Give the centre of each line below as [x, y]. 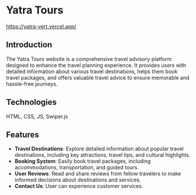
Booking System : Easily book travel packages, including [82, 161]
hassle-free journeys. [32, 84]
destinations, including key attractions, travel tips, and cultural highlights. [102, 155]
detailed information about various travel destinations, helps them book [92, 71]
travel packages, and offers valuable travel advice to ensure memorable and [98, 77]
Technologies [32, 102]
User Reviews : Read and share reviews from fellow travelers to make [98, 174]
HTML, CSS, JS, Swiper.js [37, 116]
